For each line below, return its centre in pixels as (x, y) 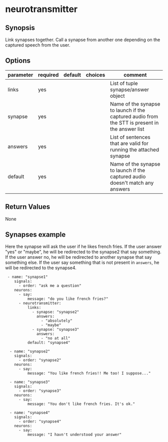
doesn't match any (132, 183)
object (117, 96)
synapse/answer (129, 90)
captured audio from (134, 116)
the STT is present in (134, 123)
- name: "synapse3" (30, 382)
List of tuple (124, 83)
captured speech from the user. (38, 45)
